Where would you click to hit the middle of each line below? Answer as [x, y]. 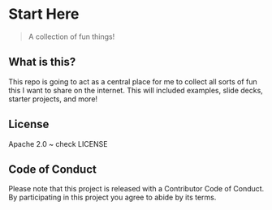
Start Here [44, 14]
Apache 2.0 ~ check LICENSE [58, 144]
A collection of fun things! [71, 36]
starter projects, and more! [53, 99]
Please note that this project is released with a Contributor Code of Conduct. [136, 189]
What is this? [42, 62]
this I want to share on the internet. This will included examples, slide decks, [136, 90]
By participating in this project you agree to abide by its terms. [112, 197]
